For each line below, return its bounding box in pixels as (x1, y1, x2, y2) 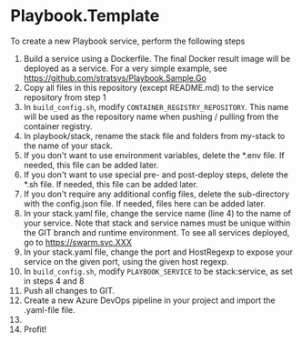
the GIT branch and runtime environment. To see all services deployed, (23, 226, 290, 237)
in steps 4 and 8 (23, 275, 85, 287)
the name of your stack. (23, 140, 113, 151)
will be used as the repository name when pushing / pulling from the (23, 111, 279, 122)
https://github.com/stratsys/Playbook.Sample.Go (23, 72, 207, 83)
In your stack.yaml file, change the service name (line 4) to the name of (23, 207, 292, 218)
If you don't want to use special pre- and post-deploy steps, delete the (23, 169, 289, 180)
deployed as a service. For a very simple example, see (23, 63, 227, 74)
